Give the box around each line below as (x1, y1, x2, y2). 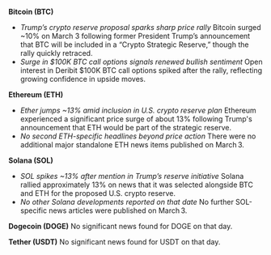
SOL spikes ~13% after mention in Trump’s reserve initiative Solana (19, 172, 244, 181)
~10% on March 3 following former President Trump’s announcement (19, 32, 251, 40)
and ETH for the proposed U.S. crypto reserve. (19, 189, 176, 198)
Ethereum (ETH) (8, 90, 64, 100)
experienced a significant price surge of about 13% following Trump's (19, 114, 252, 124)
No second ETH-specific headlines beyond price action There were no (19, 131, 256, 141)
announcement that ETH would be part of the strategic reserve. (19, 123, 232, 132)
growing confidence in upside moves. (19, 74, 146, 83)
